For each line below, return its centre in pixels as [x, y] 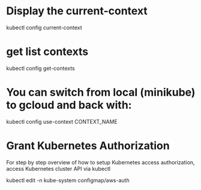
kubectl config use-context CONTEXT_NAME [62, 121]
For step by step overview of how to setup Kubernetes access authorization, [100, 162]
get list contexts [47, 52]
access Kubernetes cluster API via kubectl [58, 168]
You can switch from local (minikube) [101, 92]
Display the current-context [77, 11]
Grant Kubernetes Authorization [88, 146]
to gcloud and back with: [69, 105]
